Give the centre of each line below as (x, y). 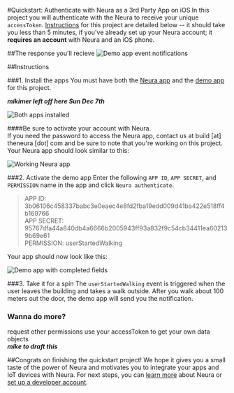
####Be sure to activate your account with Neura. (79, 128)
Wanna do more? (37, 316)
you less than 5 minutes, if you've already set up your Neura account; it (110, 32)
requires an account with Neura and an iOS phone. (81, 40)
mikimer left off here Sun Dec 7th (56, 101)
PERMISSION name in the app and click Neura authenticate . (91, 185)
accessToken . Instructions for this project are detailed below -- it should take (116, 25)
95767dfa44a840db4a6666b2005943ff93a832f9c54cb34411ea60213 (126, 228)
